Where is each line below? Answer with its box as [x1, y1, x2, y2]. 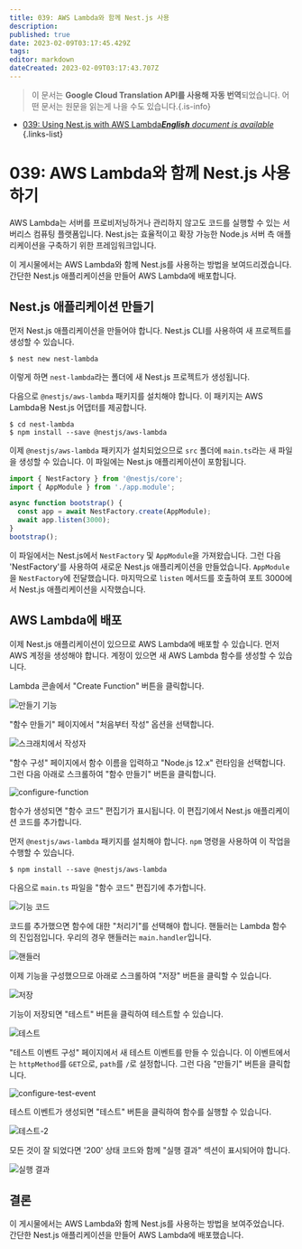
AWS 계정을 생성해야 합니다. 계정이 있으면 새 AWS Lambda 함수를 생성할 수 [9, 650, 277, 661]
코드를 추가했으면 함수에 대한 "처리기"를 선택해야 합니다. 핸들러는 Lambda [9, 920, 270, 931]
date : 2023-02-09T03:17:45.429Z [9, 38, 131, 48]
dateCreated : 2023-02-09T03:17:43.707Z [9, 64, 160, 73]
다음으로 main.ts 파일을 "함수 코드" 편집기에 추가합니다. [9, 882, 206, 893]
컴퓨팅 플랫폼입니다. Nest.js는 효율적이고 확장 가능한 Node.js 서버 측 [32, 228, 275, 239]
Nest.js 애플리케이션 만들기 [9, 299, 155, 315]
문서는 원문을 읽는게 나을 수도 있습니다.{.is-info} [41, 100, 212, 111]
